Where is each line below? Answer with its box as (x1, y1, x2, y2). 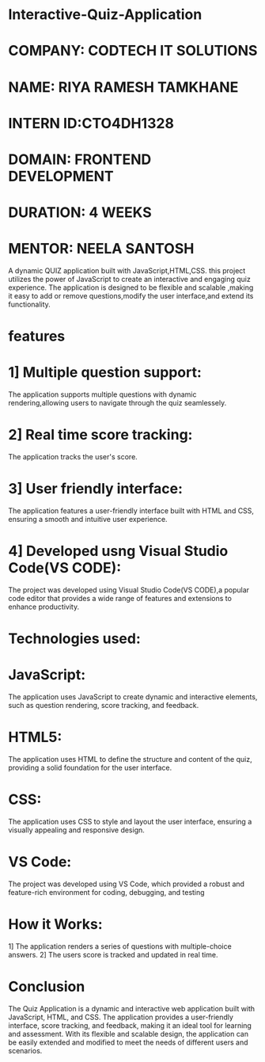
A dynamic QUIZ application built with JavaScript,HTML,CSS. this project (8, 266, 246, 276)
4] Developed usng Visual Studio (8, 542, 229, 560)
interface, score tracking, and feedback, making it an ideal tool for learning (8, 1020, 252, 1030)
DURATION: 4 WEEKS (8, 204, 152, 222)
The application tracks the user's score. (8, 452, 138, 462)
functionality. (8, 299, 51, 310)
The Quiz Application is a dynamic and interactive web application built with (8, 1003, 256, 1013)
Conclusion (8, 978, 85, 995)
